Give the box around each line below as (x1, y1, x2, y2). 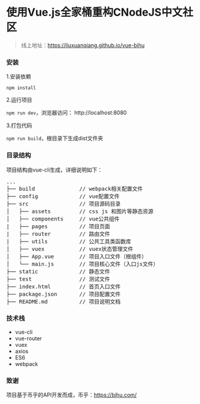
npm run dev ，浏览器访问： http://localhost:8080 (6, 109, 127, 116)
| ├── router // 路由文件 (6, 230, 110, 237)
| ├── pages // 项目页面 (6, 223, 110, 229)
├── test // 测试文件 (6, 275, 110, 282)
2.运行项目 (6, 96, 33, 104)
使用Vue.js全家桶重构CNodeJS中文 (6, 5, 183, 19)
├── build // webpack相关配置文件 (6, 185, 143, 192)
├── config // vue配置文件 (6, 193, 120, 199)
